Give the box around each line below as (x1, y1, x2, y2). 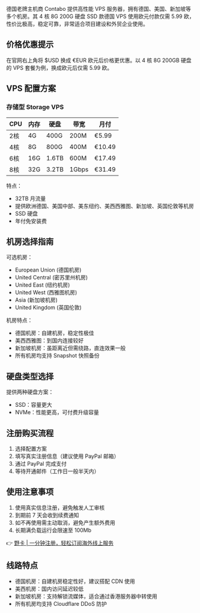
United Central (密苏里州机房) (14, 274, 88, 281)
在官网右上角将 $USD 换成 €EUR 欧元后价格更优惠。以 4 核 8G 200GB (6, 56, 180, 64)
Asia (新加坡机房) (14, 296, 58, 303)
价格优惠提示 (6, 40, 54, 50)
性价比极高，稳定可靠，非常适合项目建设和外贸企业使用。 (6, 20, 148, 27)
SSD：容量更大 (14, 401, 52, 409)
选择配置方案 (14, 445, 47, 452)
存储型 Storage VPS (6, 103, 64, 111)
